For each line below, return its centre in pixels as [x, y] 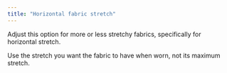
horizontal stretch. [34, 41]
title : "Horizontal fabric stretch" [62, 14]
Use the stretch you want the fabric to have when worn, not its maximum [114, 55]
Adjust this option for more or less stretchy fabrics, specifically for [104, 34]
